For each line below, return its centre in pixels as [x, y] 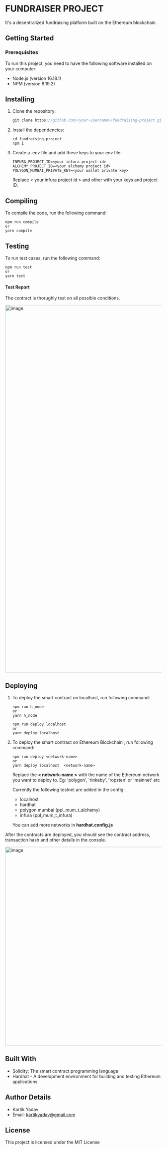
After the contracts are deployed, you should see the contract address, [78, 835]
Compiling [22, 201]
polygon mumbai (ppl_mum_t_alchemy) [60, 810]
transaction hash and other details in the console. [56, 840]
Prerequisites [22, 52]
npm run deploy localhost [39, 724]
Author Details [28, 1097]
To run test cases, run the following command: [53, 258]
